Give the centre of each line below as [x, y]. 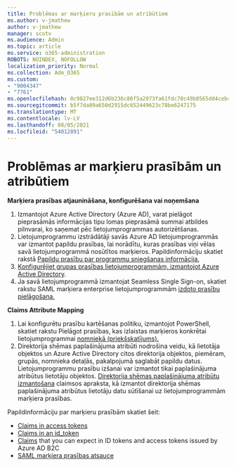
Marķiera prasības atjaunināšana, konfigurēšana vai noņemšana [103, 200]
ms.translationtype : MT [42, 112]
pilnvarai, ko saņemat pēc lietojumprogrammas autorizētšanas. [108, 229]
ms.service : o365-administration [56, 53]
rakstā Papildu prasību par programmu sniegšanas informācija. [109, 259]
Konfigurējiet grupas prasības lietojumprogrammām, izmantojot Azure [118, 267]
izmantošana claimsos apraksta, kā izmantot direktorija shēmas [109, 383]
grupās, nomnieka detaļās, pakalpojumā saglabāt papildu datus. [110, 361]
